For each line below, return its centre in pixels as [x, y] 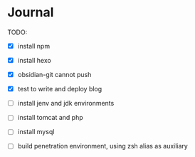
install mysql [36, 132]
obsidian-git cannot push [54, 75]
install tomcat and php [50, 118]
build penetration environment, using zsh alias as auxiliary [103, 146]
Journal [31, 12]
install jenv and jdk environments [66, 103]
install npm [34, 46]
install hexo [34, 60]
